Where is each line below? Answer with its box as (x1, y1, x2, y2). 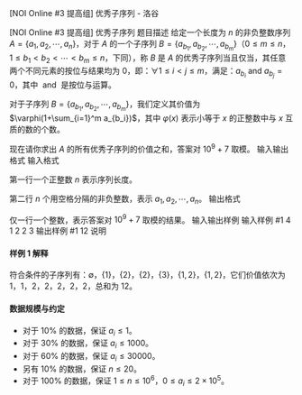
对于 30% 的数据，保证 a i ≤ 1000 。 (22, 337, 154, 351)
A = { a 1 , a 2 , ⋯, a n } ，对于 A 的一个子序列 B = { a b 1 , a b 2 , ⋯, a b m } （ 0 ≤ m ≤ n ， (9, 39, 291, 52)
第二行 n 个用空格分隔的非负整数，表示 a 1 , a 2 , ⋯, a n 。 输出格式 (9, 193, 241, 206)
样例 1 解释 (9, 247, 49, 259)
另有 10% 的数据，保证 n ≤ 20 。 (22, 363, 142, 374)
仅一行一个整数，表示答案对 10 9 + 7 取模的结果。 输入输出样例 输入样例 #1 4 (9, 213, 291, 225)
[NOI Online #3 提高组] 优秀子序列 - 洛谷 (9, 8, 160, 18)
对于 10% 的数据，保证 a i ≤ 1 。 (22, 325, 137, 338)
